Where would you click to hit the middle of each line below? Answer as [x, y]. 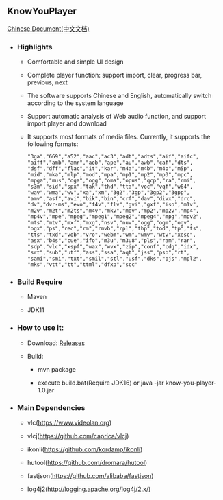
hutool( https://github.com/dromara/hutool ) [87, 463]
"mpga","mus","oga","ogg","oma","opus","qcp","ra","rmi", [112, 181]
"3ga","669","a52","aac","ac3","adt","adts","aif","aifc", [113, 157]
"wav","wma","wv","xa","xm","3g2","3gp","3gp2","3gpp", [108, 193]
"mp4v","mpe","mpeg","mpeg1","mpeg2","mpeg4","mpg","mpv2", [115, 217]
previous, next [47, 82]
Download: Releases [56, 343]
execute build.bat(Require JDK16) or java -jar [101, 383]
